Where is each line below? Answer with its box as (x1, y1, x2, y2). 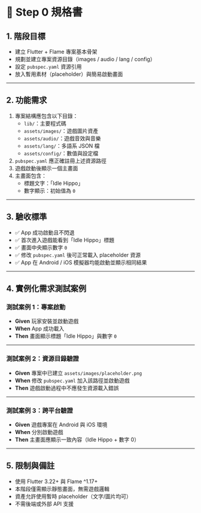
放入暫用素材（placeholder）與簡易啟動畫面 (14, 71, 123, 78)
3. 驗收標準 (6, 212, 47, 222)
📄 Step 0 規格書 (6, 5, 83, 19)
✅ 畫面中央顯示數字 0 (14, 243, 68, 251)
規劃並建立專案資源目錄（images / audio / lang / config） (14, 56, 156, 63)
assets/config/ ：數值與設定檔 (23, 149, 99, 157)
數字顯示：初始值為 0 (23, 187, 76, 194)
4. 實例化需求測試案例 (6, 283, 87, 294)
